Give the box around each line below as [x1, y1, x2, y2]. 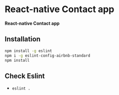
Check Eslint [5, 72, 45, 80]
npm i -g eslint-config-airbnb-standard [5, 53, 91, 58]
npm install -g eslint [5, 48, 52, 54]
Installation [5, 35, 41, 43]
